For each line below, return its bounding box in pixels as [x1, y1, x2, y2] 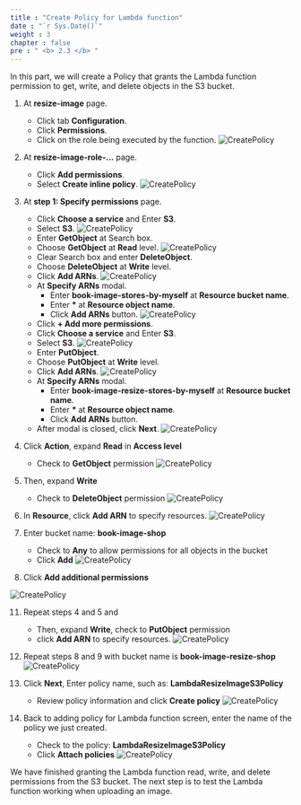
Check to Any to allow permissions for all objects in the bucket [36, 545, 268, 556]
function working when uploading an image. [10, 786, 173, 797]
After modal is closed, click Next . [36, 424, 159, 434]
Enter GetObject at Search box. [36, 232, 153, 243]
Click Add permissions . [36, 170, 125, 180]
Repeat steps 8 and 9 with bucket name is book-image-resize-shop [22, 652, 276, 662]
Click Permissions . [36, 125, 107, 136]
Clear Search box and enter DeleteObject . [36, 252, 193, 263]
